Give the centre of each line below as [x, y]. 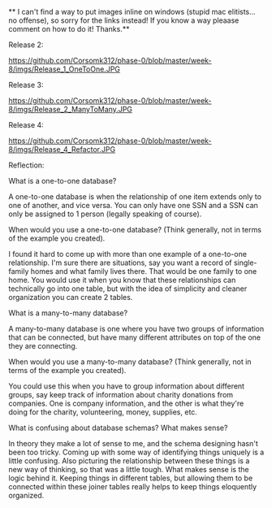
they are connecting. [43, 346]
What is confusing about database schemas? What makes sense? [118, 428]
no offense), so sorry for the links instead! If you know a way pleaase [124, 20]
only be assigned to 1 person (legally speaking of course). [105, 214]
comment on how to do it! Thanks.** [69, 29]
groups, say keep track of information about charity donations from [121, 395]
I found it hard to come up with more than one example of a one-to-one [128, 254]
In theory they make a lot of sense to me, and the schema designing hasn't [133, 443]
